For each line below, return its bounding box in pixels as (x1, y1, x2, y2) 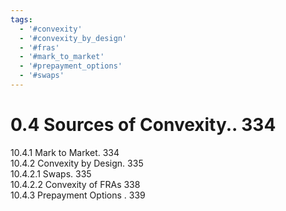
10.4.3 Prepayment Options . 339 (10, 189, 146, 201)
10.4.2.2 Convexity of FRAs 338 (10, 178, 141, 190)
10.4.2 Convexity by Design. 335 (10, 157, 144, 169)
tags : (10, 14, 33, 25)
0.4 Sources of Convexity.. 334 (10, 114, 277, 136)
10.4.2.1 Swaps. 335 (10, 167, 92, 180)
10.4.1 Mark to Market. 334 (10, 146, 120, 158)
